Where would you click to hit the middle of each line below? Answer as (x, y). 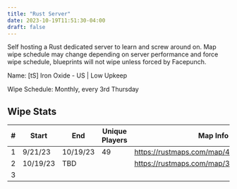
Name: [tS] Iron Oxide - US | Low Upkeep (67, 75)
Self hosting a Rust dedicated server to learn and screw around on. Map (112, 47)
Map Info (213, 136)
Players (115, 140)
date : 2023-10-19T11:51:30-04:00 (56, 20)
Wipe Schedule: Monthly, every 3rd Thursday (73, 90)
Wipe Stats (32, 111)
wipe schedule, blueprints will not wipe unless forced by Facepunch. (107, 62)
